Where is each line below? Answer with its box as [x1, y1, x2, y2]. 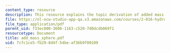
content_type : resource [5, 7, 56, 13]
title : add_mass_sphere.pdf [5, 36, 65, 41]
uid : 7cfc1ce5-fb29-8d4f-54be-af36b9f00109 [5, 40, 99, 45]
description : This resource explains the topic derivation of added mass [5, 12, 164, 17]
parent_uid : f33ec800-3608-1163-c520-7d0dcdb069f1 [5, 26, 114, 31]
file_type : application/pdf [5, 21, 65, 27]
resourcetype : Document [5, 31, 56, 36]
